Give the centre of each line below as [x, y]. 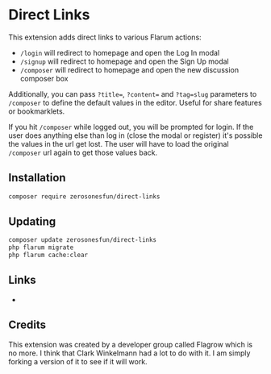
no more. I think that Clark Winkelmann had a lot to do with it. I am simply [129, 353]
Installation [37, 178]
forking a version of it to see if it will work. [78, 361]
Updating [32, 222]
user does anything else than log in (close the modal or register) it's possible [135, 135]
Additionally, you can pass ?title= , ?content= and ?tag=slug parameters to [133, 93]
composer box [44, 78]
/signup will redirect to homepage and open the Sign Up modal [124, 61]
